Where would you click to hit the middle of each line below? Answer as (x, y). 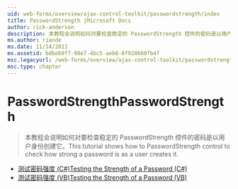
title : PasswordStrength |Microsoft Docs (69, 21)
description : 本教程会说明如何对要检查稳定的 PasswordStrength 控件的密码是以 (114, 34)
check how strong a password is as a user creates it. (102, 154)
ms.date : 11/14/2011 (38, 47)
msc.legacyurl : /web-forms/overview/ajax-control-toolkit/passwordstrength (121, 60)
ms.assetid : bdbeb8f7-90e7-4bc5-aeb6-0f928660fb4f (84, 54)
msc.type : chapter (34, 67)
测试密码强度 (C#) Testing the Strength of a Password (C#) (102, 168)
